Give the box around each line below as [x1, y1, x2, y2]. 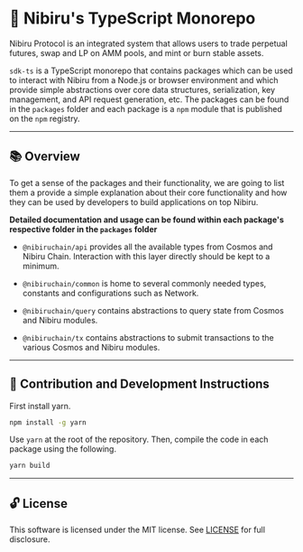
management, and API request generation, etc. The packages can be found [9, 94, 289, 105]
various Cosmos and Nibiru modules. [22, 341, 161, 352]
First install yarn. [9, 400, 71, 411]
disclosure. [9, 534, 51, 545]
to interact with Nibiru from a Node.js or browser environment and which [9, 74, 279, 85]
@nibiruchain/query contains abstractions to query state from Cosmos [22, 304, 284, 315]
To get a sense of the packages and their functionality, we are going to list [9, 177, 285, 188]
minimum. [22, 260, 60, 271]
